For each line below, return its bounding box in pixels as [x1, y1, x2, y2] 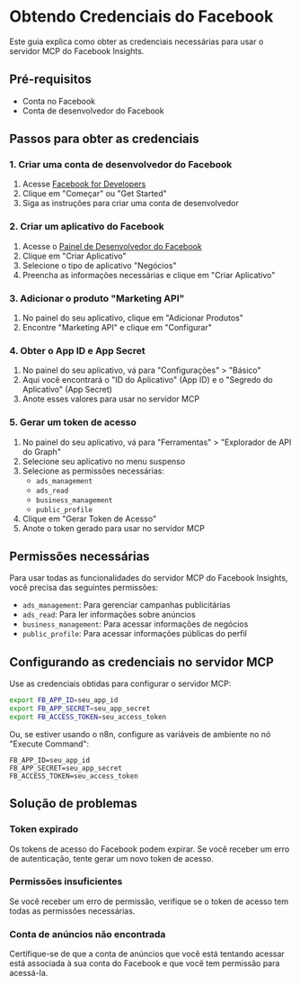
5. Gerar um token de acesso [9, 416, 137, 429]
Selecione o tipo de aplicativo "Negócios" [22, 259, 177, 271]
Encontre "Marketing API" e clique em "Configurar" [22, 322, 213, 333]
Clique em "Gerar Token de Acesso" [22, 513, 157, 524]
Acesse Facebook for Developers [22, 178, 146, 190]
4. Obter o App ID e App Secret [9, 344, 146, 357]
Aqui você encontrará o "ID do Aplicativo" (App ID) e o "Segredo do [22, 375, 273, 385]
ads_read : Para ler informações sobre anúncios [22, 610, 196, 620]
